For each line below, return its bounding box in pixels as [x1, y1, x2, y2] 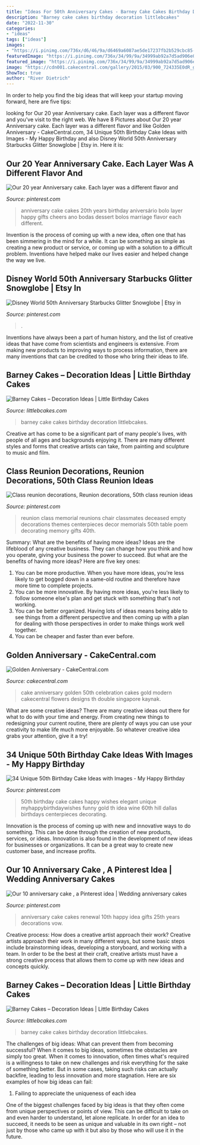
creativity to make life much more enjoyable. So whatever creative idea [6, 726, 180, 733]
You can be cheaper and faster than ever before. [14, 633, 135, 640]
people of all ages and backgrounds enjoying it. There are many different [6, 436, 185, 444]
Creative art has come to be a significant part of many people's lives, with [6, 430, 187, 437]
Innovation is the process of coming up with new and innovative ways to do [6, 822, 191, 829]
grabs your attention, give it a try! [6, 732, 88, 740]
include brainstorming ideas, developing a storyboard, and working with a [6, 944, 187, 951]
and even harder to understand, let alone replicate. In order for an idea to [6, 1114, 185, 1121]
